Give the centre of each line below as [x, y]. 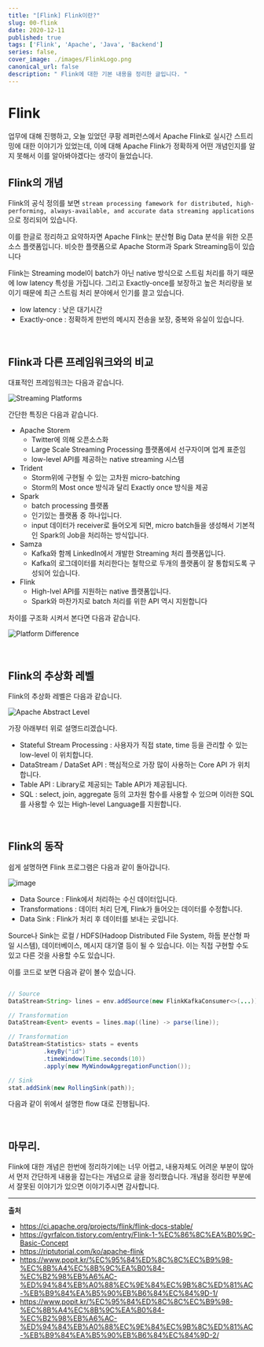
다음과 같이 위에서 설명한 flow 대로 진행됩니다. [79, 1103]
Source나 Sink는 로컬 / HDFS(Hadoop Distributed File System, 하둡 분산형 [125, 936]
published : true [35, 37]
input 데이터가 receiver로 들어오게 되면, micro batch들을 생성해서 [132, 526]
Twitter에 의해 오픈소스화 [70, 440]
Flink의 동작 [36, 847]
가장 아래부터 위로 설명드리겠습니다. [63, 728]
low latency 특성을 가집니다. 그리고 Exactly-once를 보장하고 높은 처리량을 [130, 283]
